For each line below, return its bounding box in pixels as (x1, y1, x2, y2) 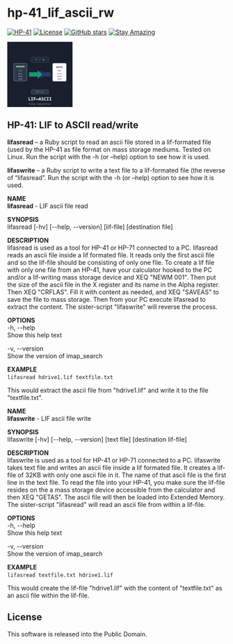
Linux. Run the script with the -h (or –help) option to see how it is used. (7, 152, 211, 161)
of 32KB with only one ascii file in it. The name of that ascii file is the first (17, 471, 227, 479)
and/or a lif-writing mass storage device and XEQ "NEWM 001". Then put (7, 273, 216, 281)
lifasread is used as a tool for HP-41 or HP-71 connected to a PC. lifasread (7, 243, 218, 252)
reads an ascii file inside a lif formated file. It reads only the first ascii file (7, 250, 215, 259)
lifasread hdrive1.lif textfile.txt (7, 373, 113, 380)
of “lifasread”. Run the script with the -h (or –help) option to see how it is (7, 173, 214, 182)
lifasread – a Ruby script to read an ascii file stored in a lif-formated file (7, 138, 211, 146)
